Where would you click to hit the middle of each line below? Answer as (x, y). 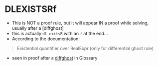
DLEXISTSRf (31, 9)
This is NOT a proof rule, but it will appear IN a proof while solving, (80, 23)
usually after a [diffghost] (38, 28)
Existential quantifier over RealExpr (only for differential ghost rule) (85, 48)
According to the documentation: (46, 39)
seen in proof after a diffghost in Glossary (55, 58)
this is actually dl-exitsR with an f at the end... (60, 33)
